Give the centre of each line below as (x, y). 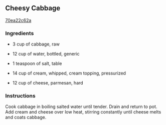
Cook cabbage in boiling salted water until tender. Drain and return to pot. (81, 106)
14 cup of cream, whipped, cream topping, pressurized (69, 73)
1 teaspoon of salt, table (37, 63)
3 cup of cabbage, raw (36, 44)
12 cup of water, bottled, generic (46, 54)
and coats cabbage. (26, 117)
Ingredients (20, 33)
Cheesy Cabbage (33, 8)
